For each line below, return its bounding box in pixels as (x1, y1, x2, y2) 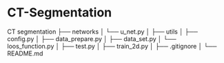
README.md (7, 49, 43, 58)
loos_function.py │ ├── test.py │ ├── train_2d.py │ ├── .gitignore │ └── (7, 42, 217, 50)
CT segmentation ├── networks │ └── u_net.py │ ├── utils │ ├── (7, 27, 198, 36)
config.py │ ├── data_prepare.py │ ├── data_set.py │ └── (7, 34, 177, 42)
